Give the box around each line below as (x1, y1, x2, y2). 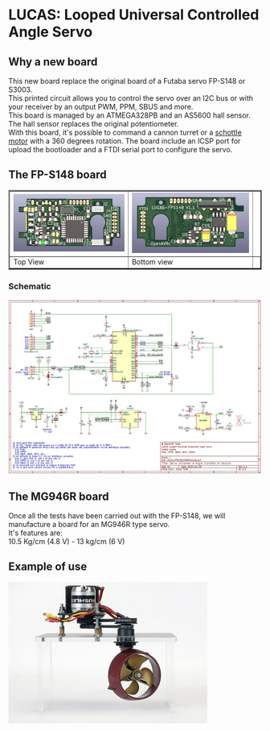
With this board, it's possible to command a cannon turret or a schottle (8, 127, 243, 137)
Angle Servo (8, 23, 93, 41)
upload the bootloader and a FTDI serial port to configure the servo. (8, 145, 233, 154)
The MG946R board (8, 489, 109, 503)
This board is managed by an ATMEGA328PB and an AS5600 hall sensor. (8, 110, 252, 120)
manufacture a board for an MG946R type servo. (8, 520, 170, 530)
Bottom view (131, 257, 174, 267)
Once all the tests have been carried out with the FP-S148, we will (8, 511, 226, 521)
